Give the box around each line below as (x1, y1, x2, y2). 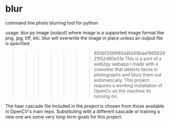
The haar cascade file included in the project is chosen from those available (5, 103, 164, 109)
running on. (94, 93, 118, 99)
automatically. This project (94, 77, 149, 83)
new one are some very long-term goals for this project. (5, 113, 123, 119)
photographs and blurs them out (94, 71, 162, 77)
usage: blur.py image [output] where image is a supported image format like (5, 29, 164, 35)
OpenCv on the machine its (94, 88, 151, 94)
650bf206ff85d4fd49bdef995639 (94, 50, 165, 56)
